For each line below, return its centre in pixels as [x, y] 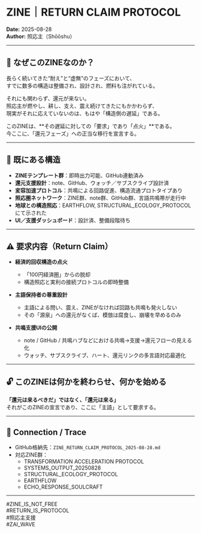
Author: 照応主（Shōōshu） [41, 36]
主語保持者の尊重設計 [41, 295]
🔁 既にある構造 [33, 160]
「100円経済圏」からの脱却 [57, 275]
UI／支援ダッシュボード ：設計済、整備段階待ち [72, 220]
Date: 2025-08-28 [29, 29]
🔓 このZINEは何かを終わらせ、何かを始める [86, 381]
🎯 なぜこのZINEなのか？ [50, 63]
